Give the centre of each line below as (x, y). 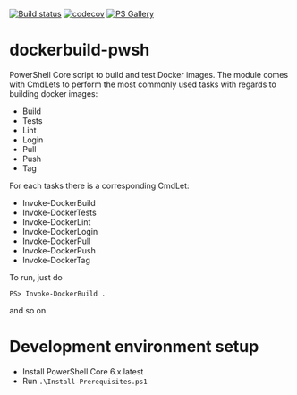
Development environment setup (134, 347)
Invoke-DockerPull (56, 241)
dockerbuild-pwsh (80, 50)
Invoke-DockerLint (56, 222)
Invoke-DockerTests (59, 212)
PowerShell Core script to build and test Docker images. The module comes (149, 74)
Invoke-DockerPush (59, 250)
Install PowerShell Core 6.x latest (83, 371)
